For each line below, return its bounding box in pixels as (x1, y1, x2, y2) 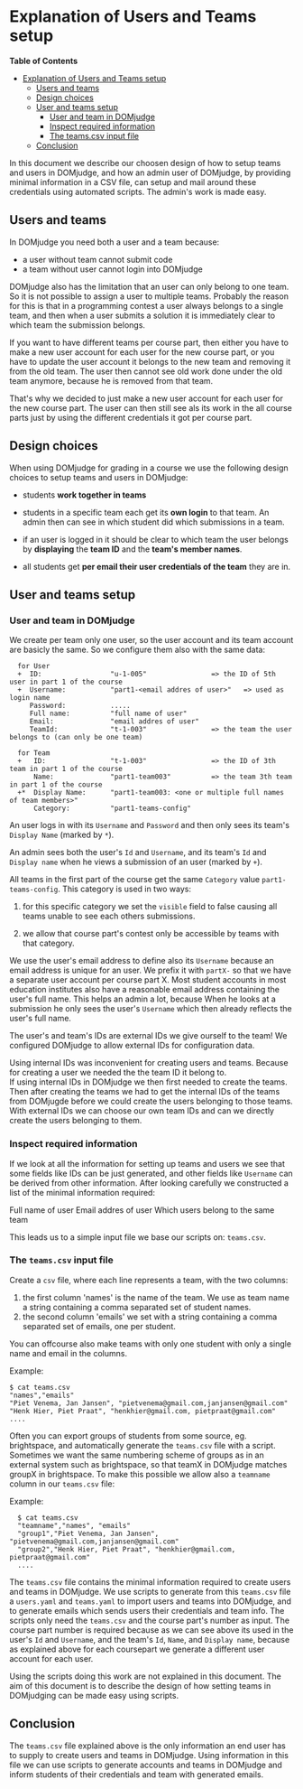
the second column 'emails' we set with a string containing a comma (22, 1311, 278, 1322)
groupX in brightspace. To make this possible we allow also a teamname (9, 1468, 271, 1479)
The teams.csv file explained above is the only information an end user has (9, 1740, 286, 1751)
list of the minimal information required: (9, 1187, 156, 1197)
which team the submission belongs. (9, 319, 146, 331)
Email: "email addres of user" (29, 717, 200, 726)
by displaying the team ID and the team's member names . (22, 544, 243, 554)
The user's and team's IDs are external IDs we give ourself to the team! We (9, 1030, 288, 1041)
